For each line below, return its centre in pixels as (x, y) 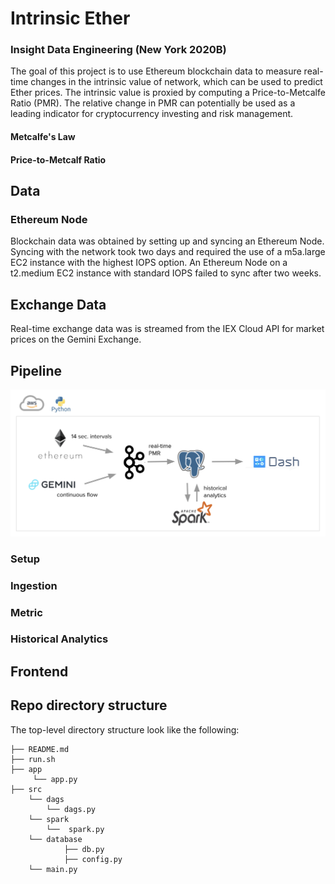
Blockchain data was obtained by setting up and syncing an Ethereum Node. (167, 241)
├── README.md (40, 749)
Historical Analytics (59, 639)
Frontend (39, 671)
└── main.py (53, 869)
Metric (26, 612)
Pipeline (36, 370)
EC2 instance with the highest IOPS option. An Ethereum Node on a (149, 263)
